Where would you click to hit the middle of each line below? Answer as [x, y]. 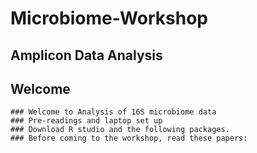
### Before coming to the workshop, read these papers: [129, 138]
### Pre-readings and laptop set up [86, 121]
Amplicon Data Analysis [86, 55]
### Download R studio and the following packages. [120, 130]
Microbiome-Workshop [109, 18]
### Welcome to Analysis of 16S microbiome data [113, 112]
